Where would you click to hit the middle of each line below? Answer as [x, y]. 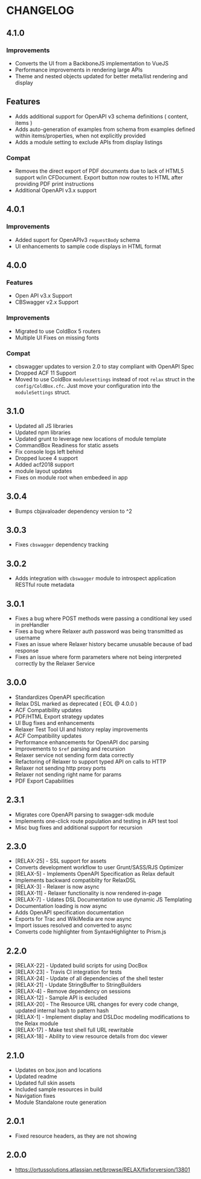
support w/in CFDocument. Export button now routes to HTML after [99, 177]
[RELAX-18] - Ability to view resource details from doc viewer [91, 1037]
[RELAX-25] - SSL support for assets [61, 861]
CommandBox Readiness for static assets [67, 445]
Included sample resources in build [59, 1089]
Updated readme [36, 1077]
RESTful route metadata [45, 585]
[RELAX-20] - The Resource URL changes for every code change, [97, 1004]
